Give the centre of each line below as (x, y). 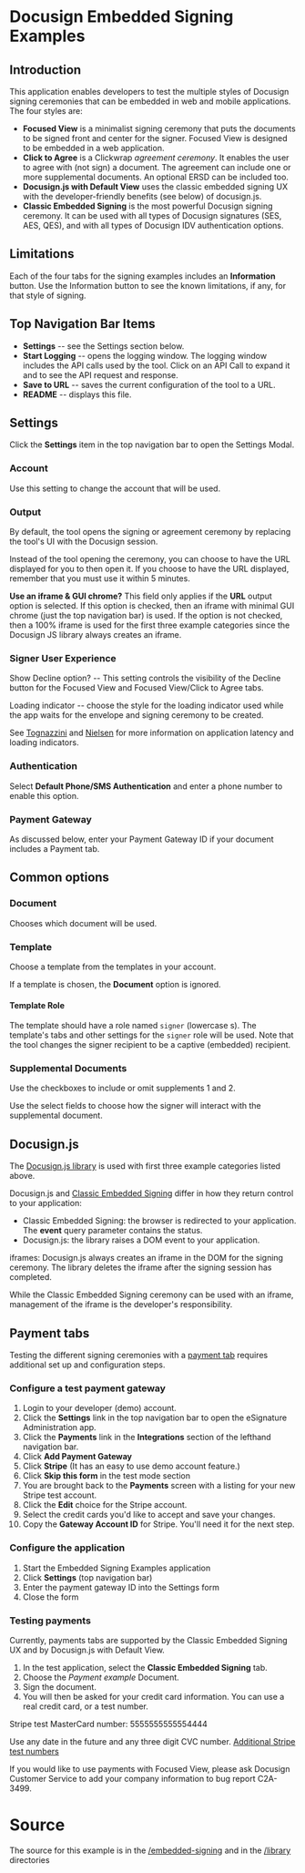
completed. (30, 1277)
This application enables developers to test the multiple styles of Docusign (149, 92)
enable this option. (44, 795)
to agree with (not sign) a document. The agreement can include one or (157, 167)
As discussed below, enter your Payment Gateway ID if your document (142, 839)
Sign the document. (60, 1686)
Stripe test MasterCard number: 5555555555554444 (108, 1724)
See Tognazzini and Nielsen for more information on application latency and (152, 733)
